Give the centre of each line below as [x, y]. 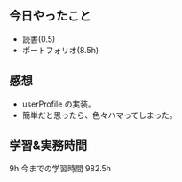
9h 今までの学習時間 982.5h [60, 169]
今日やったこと [50, 16]
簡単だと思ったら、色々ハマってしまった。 [99, 115]
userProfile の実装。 [59, 104]
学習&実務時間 [48, 146]
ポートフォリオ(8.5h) [60, 50]
